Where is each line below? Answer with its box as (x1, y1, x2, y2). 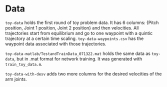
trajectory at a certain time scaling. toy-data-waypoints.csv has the (5, 35, 144, 41)
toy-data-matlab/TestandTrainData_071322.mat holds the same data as (5, 50, 151, 56)
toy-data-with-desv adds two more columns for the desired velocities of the (5, 70, 162, 76)
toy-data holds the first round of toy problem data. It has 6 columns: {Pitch (5, 19, 159, 25)
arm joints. (5, 76, 27, 82)
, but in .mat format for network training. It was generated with (14, 55, 142, 61)
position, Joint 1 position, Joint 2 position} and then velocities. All (5, 24, 139, 30)
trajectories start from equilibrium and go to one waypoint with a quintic (5, 30, 153, 36)
